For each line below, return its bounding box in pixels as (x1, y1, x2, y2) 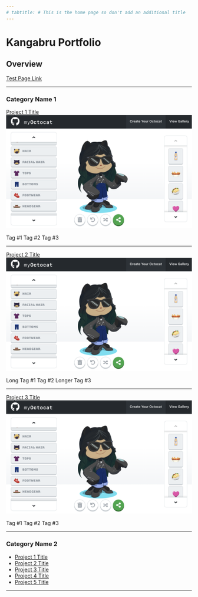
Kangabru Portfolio (6, 35, 101, 49)
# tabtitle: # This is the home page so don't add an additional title (6, 9, 186, 15)
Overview (6, 59, 43, 69)
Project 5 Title (14, 578, 49, 585)
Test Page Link (6, 74, 42, 82)
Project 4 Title (14, 572, 49, 579)
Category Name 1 (6, 95, 57, 103)
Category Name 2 (6, 540, 58, 548)
